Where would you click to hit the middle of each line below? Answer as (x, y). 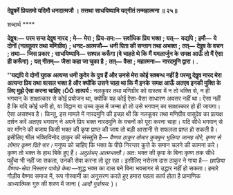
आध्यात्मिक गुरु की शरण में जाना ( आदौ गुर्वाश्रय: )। (63, 184)
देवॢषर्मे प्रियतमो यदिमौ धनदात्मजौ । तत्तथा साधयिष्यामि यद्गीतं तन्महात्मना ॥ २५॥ (92, 11)
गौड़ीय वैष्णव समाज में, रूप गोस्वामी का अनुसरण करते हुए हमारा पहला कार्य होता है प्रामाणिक (104, 176)
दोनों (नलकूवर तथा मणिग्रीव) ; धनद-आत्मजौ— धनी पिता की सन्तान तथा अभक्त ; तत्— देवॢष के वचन (115, 46)
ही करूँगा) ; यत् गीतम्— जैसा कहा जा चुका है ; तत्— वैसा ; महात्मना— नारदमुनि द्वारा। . (103, 61)
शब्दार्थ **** (21, 24)
